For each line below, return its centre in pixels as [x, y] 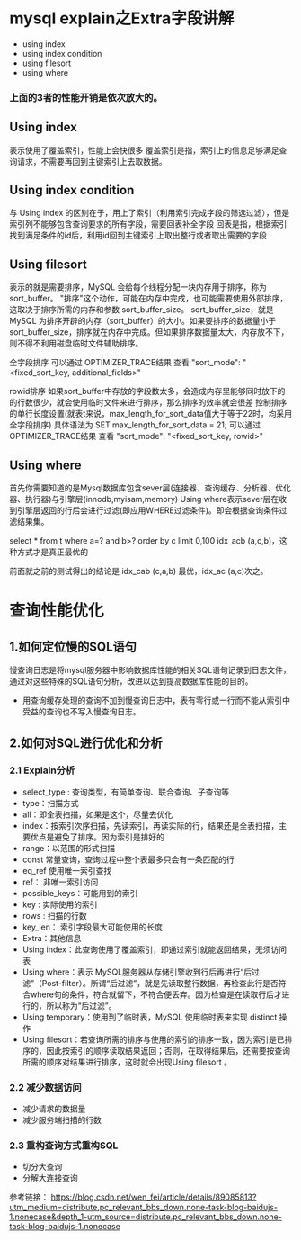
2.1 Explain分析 [42, 770]
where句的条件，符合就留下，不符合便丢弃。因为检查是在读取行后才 [156, 994]
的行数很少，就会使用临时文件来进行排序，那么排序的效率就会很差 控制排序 [148, 402]
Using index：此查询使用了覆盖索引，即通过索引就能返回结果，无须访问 [155, 949]
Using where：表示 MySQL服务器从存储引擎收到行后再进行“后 [137, 972]
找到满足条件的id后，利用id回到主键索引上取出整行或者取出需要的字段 [138, 236]
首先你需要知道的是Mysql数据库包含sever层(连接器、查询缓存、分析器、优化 [150, 488]
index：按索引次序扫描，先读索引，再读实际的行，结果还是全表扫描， [150, 825]
